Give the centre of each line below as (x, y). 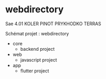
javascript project (38, 60)
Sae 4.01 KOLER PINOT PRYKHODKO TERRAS (53, 24)
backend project (37, 49)
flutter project (35, 71)
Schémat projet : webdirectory (37, 33)
